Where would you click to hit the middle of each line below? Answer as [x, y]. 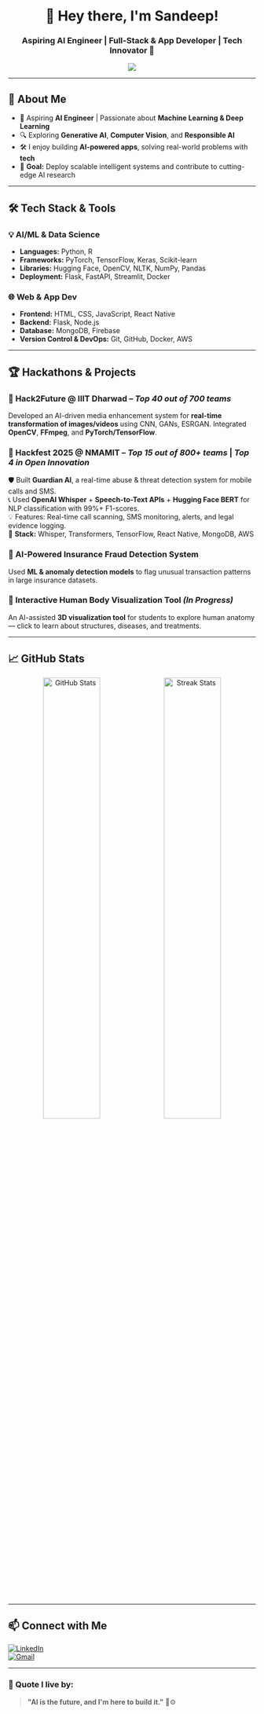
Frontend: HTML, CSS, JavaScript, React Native [97, 314]
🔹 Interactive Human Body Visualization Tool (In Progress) [121, 600]
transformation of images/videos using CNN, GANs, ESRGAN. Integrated [127, 424]
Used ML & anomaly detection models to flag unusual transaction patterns [130, 571]
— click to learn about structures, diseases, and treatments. [105, 626]
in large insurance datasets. [53, 580]
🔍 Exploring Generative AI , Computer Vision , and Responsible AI [127, 135]
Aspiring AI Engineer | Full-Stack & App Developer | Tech [132, 41]
